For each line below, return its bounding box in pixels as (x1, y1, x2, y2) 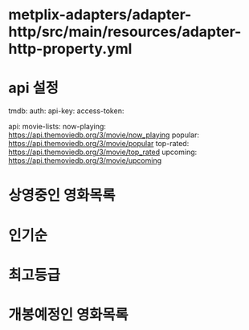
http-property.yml (8, 40, 133, 58)
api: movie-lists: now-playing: (8, 122, 107, 132)
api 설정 (8, 79, 59, 97)
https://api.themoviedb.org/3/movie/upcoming (8, 156, 162, 165)
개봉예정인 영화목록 (8, 305, 129, 324)
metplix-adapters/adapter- (8, 6, 192, 24)
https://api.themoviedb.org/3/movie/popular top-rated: (8, 139, 190, 149)
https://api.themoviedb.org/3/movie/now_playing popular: (8, 130, 199, 140)
